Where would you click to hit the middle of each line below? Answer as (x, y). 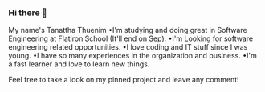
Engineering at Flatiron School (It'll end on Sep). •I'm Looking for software (131, 38)
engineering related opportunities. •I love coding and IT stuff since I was (128, 47)
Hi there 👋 (28, 13)
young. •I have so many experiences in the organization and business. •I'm (132, 56)
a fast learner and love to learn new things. (79, 64)
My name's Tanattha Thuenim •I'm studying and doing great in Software (128, 30)
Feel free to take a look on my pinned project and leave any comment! (124, 80)
